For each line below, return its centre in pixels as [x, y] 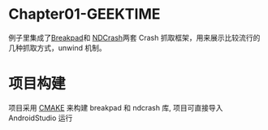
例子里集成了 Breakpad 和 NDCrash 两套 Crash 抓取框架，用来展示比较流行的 [134, 37]
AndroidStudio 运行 [41, 118]
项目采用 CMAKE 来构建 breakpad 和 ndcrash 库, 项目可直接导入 [116, 107]
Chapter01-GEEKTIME [84, 14]
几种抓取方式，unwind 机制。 [58, 48]
